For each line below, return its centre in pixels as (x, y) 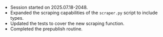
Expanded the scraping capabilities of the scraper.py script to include (84, 13)
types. (17, 18)
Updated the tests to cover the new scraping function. (67, 23)
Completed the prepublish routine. (46, 29)
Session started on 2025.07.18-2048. (49, 7)
